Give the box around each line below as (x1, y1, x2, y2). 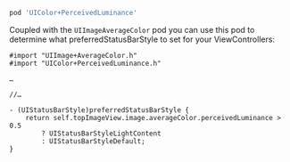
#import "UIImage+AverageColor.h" (9, 51, 138, 60)
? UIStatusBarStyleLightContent (41, 129, 162, 138)
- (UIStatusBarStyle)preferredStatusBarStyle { (9, 105, 190, 115)
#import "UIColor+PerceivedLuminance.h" (9, 59, 162, 68)
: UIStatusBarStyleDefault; (41, 136, 145, 146)
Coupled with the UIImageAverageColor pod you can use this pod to (9, 24, 255, 35)
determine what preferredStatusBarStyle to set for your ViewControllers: (9, 34, 275, 45)
